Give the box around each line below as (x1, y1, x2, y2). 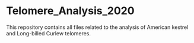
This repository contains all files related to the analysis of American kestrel (6, 24, 189, 31)
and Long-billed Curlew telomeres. (6, 29, 91, 37)
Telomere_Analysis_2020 (6, 4, 135, 18)
